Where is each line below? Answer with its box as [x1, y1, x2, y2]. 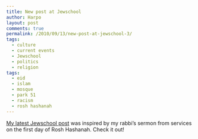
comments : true [6, 25, 44, 32]
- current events [11, 48, 55, 54]
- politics [11, 58, 39, 64]
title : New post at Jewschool [6, 8, 82, 15]
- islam [11, 81, 31, 87]
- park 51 [11, 92, 36, 98]
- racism [11, 97, 33, 103]
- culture [11, 42, 36, 48]
